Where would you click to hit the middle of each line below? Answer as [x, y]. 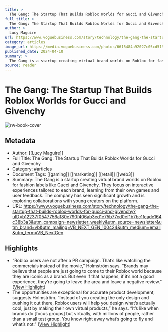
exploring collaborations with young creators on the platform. [75, 201]
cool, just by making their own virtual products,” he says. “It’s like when [85, 308]
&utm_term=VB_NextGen [38, 232]
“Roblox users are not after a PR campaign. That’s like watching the [81, 260]
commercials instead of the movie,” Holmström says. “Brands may [80, 266]
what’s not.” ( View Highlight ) [41, 324]
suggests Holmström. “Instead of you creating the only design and [81, 297]
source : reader [21, 65]
